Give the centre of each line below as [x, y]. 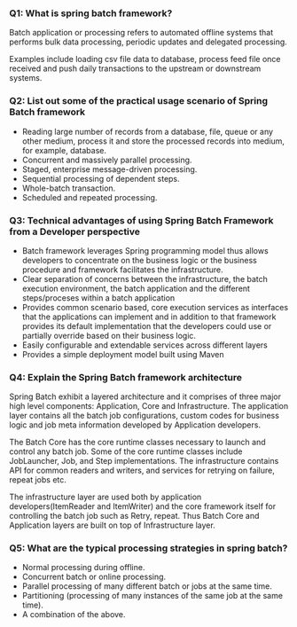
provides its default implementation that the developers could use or [147, 325]
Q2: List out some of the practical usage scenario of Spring [139, 101]
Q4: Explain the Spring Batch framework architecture [125, 377]
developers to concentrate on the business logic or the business [139, 260]
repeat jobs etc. [38, 480]
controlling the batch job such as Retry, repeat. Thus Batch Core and [134, 516]
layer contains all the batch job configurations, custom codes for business [144, 416]
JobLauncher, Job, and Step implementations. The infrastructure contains [144, 461]
